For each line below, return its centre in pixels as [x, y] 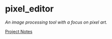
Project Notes [19, 31]
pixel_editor [29, 9]
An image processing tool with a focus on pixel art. [56, 22]
